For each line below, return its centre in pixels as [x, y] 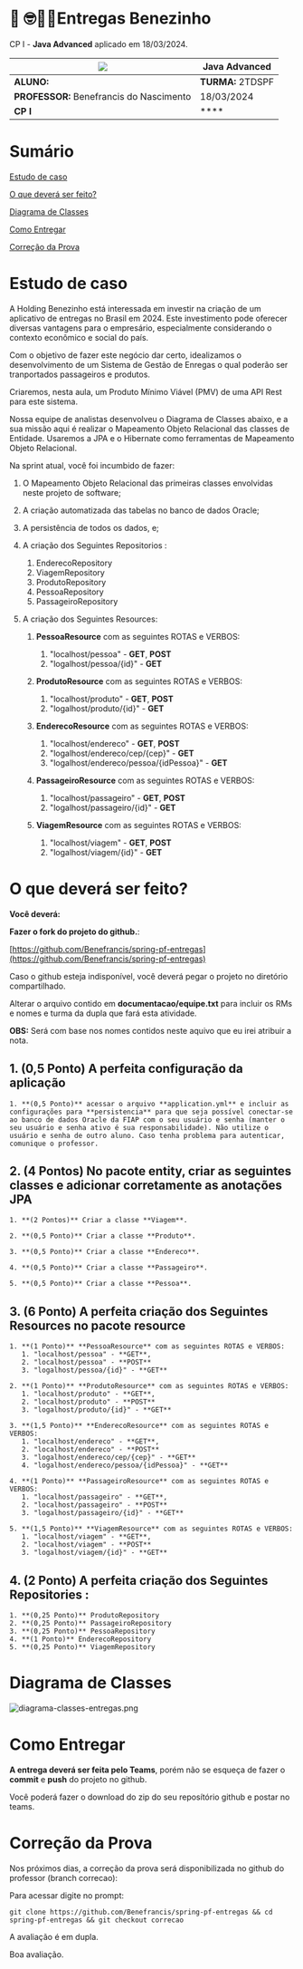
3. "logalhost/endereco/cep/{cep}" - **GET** [109, 1458]
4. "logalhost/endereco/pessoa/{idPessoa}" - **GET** [125, 1466]
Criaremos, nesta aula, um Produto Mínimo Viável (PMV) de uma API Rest [146, 391]
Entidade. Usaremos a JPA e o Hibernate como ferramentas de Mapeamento [152, 438]
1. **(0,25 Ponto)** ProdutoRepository [85, 1616]
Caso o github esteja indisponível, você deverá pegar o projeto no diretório [149, 976]
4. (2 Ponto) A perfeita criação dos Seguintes [139, 1580]
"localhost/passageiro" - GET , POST [117, 797]
